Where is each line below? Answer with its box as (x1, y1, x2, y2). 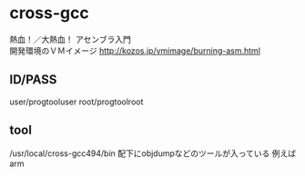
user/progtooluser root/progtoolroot (9, 96, 144, 107)
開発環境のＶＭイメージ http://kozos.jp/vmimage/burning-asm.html (9, 44, 261, 56)
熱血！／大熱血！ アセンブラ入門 (9, 34, 132, 44)
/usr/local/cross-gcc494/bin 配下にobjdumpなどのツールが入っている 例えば (9, 148, 297, 159)
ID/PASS (9, 72, 57, 88)
